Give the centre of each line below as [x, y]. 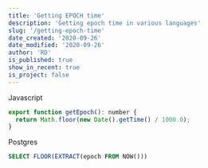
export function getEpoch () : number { [73, 112]
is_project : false [39, 75]
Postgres [23, 142]
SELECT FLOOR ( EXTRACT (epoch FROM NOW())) [78, 157]
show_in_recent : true [44, 68]
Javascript [26, 97]
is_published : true [41, 61]
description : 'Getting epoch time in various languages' [105, 23]
